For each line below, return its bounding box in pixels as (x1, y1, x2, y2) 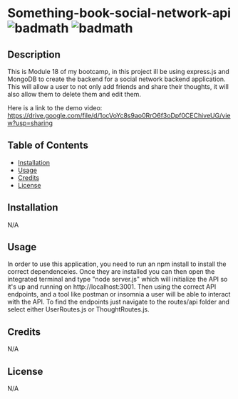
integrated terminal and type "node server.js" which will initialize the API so (7, 275, 228, 284)
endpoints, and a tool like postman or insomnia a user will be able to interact (7, 290, 231, 299)
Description (7, 48, 61, 60)
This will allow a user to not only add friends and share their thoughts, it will (7, 83, 229, 90)
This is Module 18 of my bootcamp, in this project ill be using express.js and (7, 68, 229, 75)
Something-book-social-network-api (7, 5, 232, 21)
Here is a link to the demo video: (7, 104, 103, 112)
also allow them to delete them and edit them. (7, 90, 141, 98)
